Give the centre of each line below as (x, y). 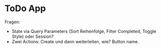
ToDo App (25, 8)
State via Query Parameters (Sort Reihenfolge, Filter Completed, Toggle (84, 31)
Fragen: (13, 22)
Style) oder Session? (33, 36)
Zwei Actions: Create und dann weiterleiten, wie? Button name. (75, 41)
